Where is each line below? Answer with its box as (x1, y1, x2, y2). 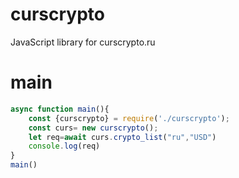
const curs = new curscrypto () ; (28, 123, 159, 133)
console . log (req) (28, 141, 101, 152)
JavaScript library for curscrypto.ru (10, 36, 156, 48)
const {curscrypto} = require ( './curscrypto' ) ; (28, 113, 230, 123)
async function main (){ (10, 104, 110, 114)
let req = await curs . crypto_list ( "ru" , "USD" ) (28, 132, 217, 142)
